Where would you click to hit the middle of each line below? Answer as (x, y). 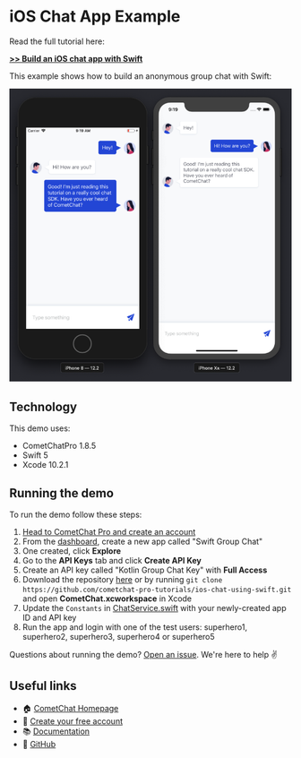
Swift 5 (35, 455)
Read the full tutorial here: (57, 41)
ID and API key (49, 617)
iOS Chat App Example (95, 17)
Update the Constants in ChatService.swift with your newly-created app (154, 607)
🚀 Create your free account (73, 721)
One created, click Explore (72, 551)
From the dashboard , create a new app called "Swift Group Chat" (142, 541)
